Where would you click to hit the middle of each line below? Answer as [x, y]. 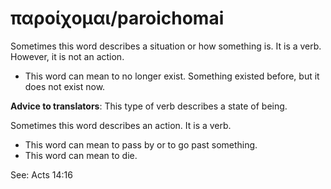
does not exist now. [65, 86]
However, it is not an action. [67, 56]
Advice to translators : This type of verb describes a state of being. [149, 106]
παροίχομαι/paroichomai [117, 18]
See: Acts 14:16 [41, 174]
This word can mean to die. [81, 155]
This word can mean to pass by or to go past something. [141, 144]
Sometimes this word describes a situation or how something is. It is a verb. [166, 46]
